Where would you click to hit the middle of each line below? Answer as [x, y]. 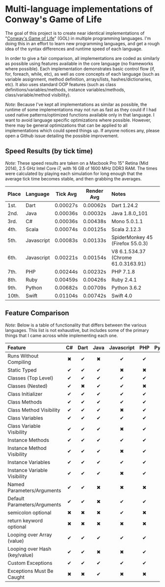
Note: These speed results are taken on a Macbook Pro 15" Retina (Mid [77, 163]
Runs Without [23, 356]
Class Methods [25, 402]
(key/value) [21, 555]
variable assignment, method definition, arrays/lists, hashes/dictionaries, [79, 79]
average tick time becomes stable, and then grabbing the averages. [73, 178]
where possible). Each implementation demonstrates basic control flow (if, [80, 69]
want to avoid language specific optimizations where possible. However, [78, 120]
